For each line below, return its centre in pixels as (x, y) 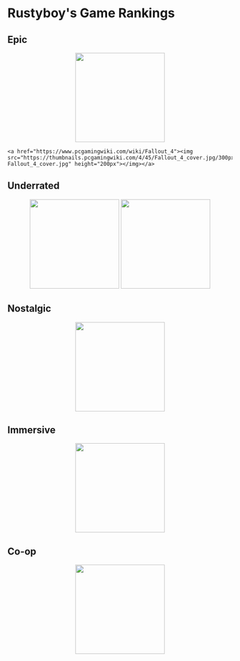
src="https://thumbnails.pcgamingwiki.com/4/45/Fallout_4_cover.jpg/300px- (122, 158)
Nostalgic (29, 309)
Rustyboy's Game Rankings (91, 13)
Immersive (31, 430)
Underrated (34, 186)
